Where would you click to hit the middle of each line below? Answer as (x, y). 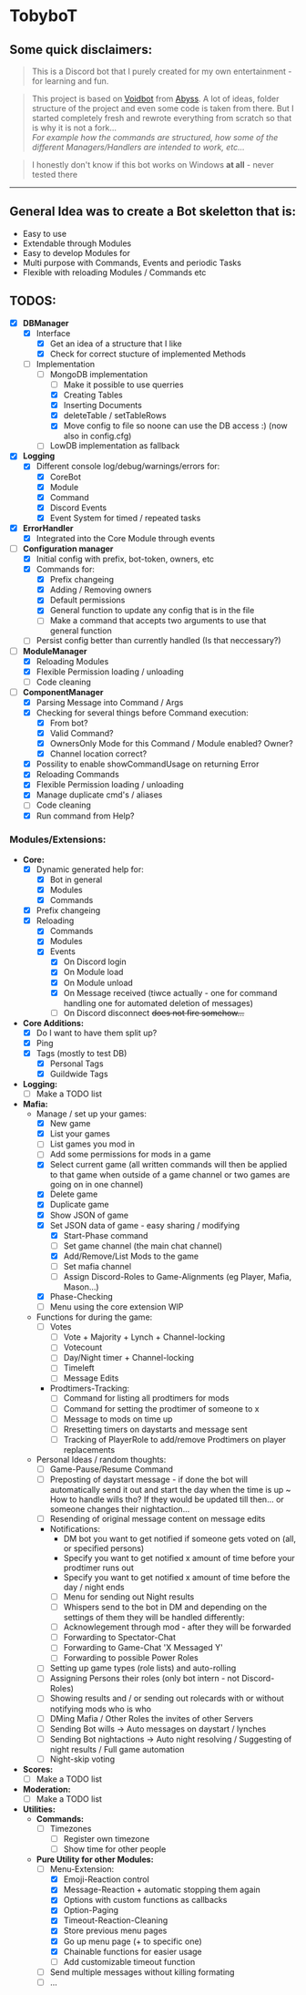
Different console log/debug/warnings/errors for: (128, 467)
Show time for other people (115, 1849)
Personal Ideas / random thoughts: (101, 1459)
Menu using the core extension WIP (117, 1307)
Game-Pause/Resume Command (112, 1469)
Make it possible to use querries (123, 385)
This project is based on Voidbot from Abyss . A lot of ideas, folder (155, 98)
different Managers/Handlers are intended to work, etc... (138, 147)
